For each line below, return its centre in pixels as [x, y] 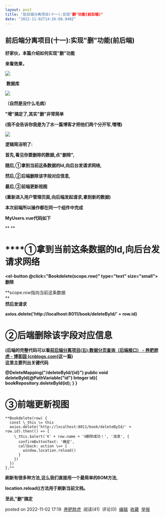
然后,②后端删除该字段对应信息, [38, 176]
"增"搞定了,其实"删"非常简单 [35, 114]
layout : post [19, 10]
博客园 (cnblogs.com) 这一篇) [43, 356]
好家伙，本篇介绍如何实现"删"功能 [40, 53]
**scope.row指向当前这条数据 [35, 293]
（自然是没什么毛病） [27, 103]
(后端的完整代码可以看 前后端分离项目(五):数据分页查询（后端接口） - [75, 350]
